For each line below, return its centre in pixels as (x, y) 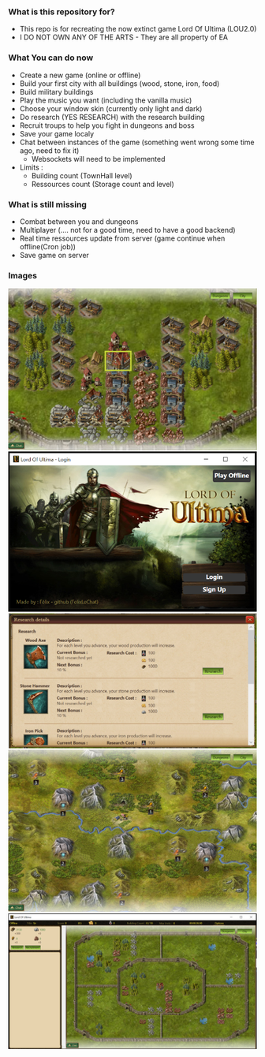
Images (23, 275)
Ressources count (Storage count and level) (103, 184)
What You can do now (51, 58)
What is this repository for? (62, 12)
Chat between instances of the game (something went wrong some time (137, 142)
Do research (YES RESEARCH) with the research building (112, 117)
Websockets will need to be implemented (98, 159)
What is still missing (47, 204)
